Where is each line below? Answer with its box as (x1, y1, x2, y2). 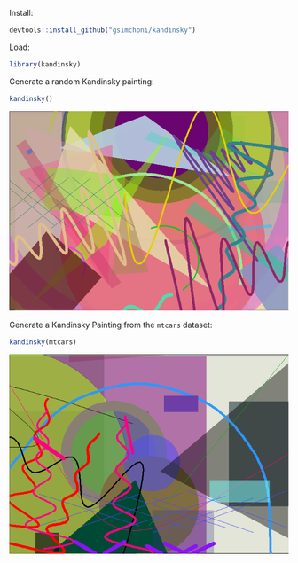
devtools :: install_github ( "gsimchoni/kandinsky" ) (9, 26, 197, 35)
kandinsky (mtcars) (9, 337, 77, 347)
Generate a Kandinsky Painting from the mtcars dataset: (9, 319, 213, 330)
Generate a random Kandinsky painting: (9, 75, 154, 87)
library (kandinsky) (9, 59, 82, 69)
